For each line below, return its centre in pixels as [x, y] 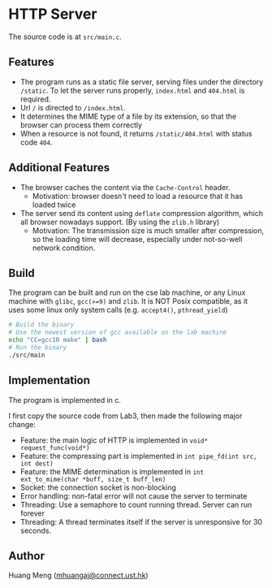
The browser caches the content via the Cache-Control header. [125, 187]
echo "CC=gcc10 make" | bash [58, 340]
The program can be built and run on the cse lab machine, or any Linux [127, 292]
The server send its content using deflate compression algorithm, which [142, 213]
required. [35, 99]
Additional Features [59, 168]
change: [22, 424]
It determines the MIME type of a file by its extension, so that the [128, 116]
